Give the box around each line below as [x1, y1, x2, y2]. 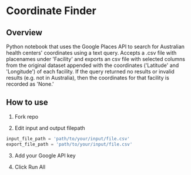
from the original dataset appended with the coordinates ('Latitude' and [6, 62, 179, 69]
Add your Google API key [14, 152, 76, 159]
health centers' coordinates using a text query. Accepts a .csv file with [6, 49, 177, 56]
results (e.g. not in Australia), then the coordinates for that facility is [6, 75, 169, 81]
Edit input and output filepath [14, 124, 85, 132]
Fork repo [14, 113, 39, 120]
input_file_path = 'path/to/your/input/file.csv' [6, 136, 130, 142]
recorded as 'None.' [6, 80, 54, 87]
